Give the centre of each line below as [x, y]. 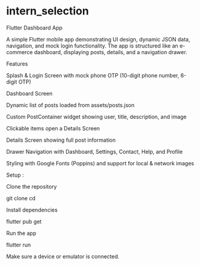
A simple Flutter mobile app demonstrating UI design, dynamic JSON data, [98, 39]
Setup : [15, 175]
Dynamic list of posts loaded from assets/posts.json [71, 105]
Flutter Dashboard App [35, 28]
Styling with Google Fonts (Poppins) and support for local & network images [100, 163]
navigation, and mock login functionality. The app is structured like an [92, 46]
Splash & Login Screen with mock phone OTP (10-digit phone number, [93, 75]
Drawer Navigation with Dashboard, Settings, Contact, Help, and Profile [95, 151]
